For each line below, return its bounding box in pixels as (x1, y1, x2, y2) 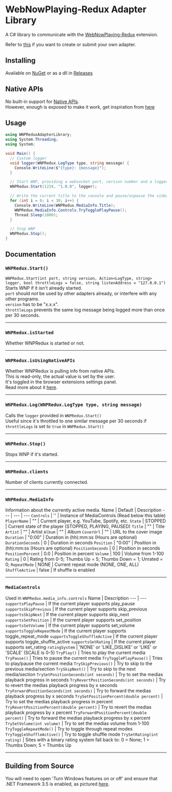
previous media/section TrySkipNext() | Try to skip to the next (5, 665, 136, 672)
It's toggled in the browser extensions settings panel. (5, 379, 117, 385)
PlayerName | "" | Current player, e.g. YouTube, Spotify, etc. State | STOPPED (5, 518, 166, 524)
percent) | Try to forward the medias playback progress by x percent (5, 715, 150, 721)
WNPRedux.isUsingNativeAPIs (5, 357, 75, 363)
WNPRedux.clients (5, 469, 49, 475)
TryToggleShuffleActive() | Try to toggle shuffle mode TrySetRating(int (5, 731, 159, 737)
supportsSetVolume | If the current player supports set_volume (5, 622, 135, 628)
